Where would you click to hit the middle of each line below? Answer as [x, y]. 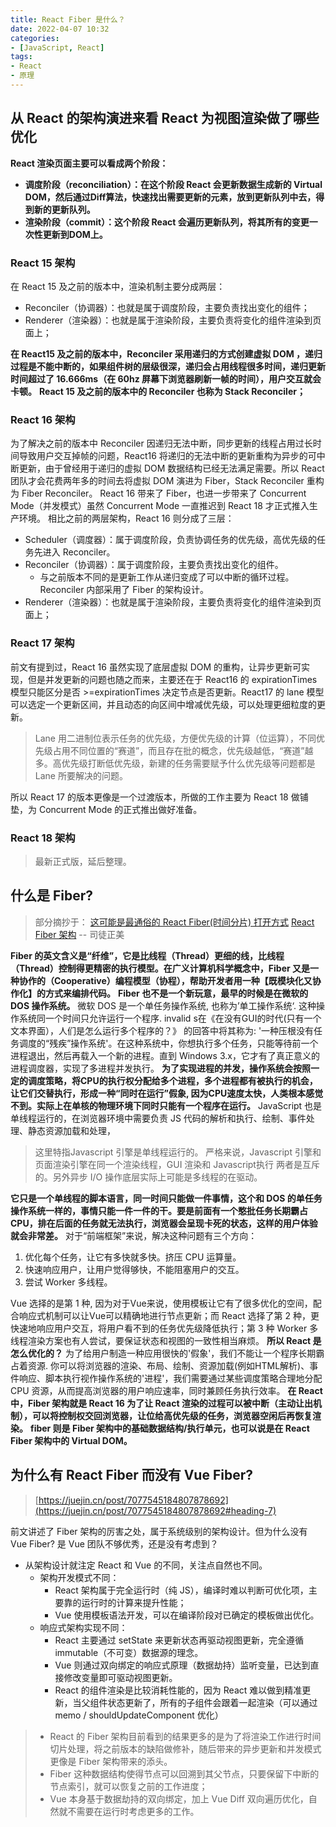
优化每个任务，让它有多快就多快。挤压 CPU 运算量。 [133, 1257]
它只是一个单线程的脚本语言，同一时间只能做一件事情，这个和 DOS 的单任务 [166, 1198]
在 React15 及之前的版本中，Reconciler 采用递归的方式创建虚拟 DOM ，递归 [166, 353]
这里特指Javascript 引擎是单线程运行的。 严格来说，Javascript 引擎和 [178, 1152]
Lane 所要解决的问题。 [81, 775]
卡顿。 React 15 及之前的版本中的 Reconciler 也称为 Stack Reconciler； [158, 391]
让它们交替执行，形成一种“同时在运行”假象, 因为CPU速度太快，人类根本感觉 [167, 1093]
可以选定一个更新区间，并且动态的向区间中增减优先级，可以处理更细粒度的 [163, 704]
